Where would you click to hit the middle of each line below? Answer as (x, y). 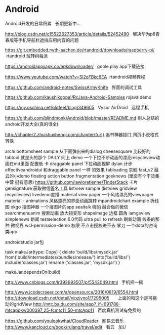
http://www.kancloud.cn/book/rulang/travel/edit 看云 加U (65, 327)
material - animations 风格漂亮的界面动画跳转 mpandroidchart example (77, 201)
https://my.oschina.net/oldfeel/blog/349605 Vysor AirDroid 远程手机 (77, 107)
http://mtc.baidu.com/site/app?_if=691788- (77, 304)
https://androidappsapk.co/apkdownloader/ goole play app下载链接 (75, 66)
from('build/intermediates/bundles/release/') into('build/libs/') (68, 257)
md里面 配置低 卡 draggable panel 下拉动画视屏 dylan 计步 (73, 164)
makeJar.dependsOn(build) (33, 272)
